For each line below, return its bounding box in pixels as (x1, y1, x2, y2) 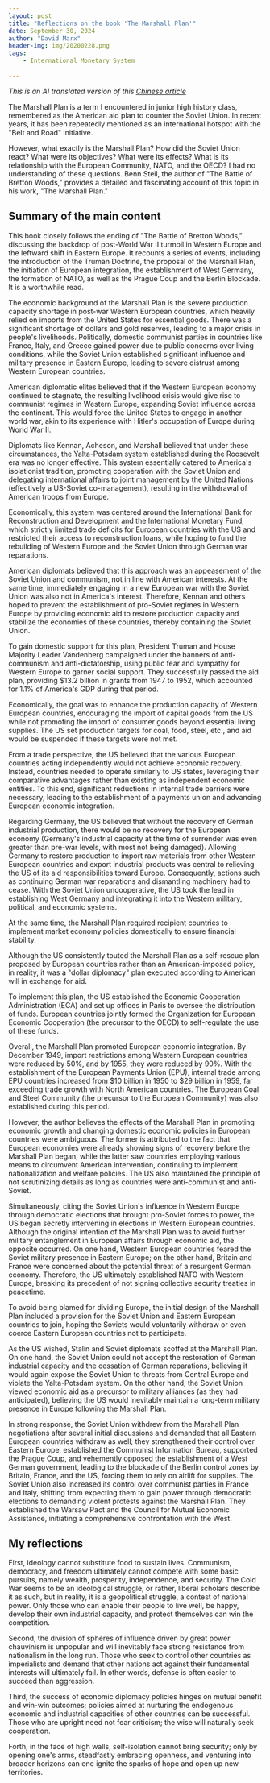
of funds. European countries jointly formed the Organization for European (8, 1009, 255, 1018)
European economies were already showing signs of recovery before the (8, 1142, 251, 1152)
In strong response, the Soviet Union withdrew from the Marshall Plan (8, 1419, 239, 1428)
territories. (8, 1768, 44, 1777)
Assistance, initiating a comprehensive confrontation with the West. (8, 1513, 232, 1523)
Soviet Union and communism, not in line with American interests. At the (8, 574, 248, 584)
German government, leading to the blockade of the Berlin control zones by (8, 1462, 260, 1471)
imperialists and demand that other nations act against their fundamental (8, 1659, 250, 1669)
